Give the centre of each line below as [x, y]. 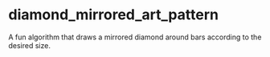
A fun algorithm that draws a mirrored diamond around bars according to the [135, 37]
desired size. [29, 45]
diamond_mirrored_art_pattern [114, 15]
